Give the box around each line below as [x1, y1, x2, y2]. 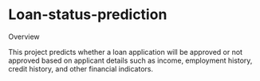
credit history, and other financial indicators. [8, 64, 154, 73]
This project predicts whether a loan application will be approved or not [8, 47, 243, 56]
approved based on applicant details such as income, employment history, [8, 56, 253, 65]
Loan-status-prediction [8, 6, 167, 24]
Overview [8, 32, 40, 41]
